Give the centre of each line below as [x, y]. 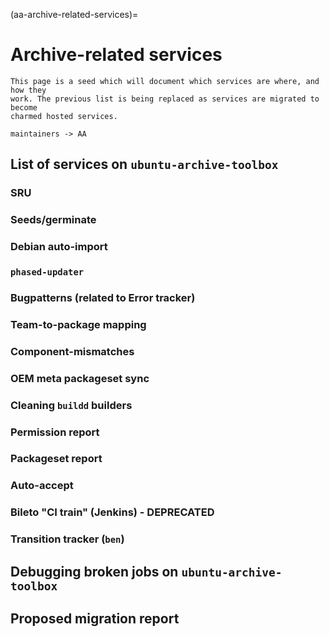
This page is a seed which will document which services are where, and [165, 81]
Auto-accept [42, 486]
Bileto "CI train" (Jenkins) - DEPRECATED [112, 512]
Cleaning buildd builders [71, 405]
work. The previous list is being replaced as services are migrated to [165, 99]
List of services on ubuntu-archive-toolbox [144, 164]
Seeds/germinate [53, 220]
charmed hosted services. [64, 116]
